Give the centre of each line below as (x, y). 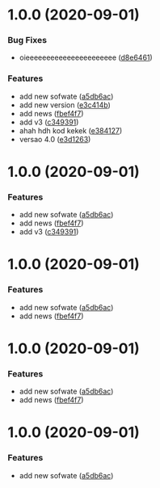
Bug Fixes (27, 40)
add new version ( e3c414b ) (65, 105)
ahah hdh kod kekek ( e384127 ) (71, 130)
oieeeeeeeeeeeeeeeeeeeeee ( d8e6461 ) (86, 57)
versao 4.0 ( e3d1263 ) (55, 139)
